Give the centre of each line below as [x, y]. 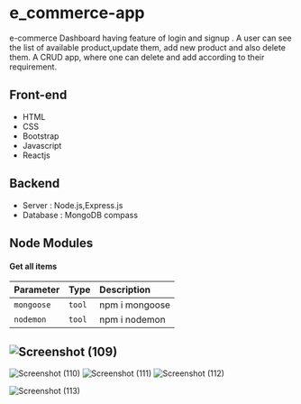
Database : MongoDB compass [80, 215]
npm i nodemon [132, 320]
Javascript [42, 145]
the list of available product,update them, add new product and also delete [148, 47]
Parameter [37, 289]
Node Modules [51, 243]
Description [125, 289]
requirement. [33, 67]
